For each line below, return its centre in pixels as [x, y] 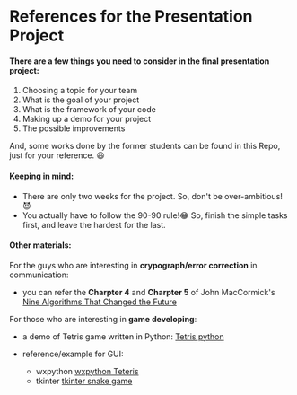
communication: [39, 275]
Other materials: [40, 245]
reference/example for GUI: [73, 354]
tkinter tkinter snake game [84, 381]
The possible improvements [74, 128]
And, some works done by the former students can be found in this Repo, [145, 146]
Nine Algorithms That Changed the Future [100, 302]
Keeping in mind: [42, 176]
